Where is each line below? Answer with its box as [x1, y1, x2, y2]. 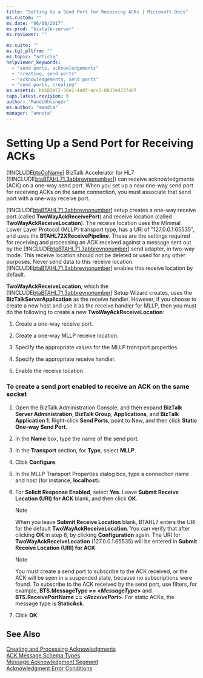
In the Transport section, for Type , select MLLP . [15, 446, 136, 454]
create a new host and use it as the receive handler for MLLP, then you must [6, 302, 197, 309]
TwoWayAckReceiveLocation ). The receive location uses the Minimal [6, 220, 181, 227]
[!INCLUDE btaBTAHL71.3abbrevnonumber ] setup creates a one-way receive [6, 207, 196, 214]
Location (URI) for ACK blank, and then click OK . [15, 495, 138, 502]
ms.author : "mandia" [6, 104, 59, 110]
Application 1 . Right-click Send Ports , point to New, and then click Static [15, 417, 198, 424]
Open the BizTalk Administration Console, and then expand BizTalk [15, 404, 183, 411]
